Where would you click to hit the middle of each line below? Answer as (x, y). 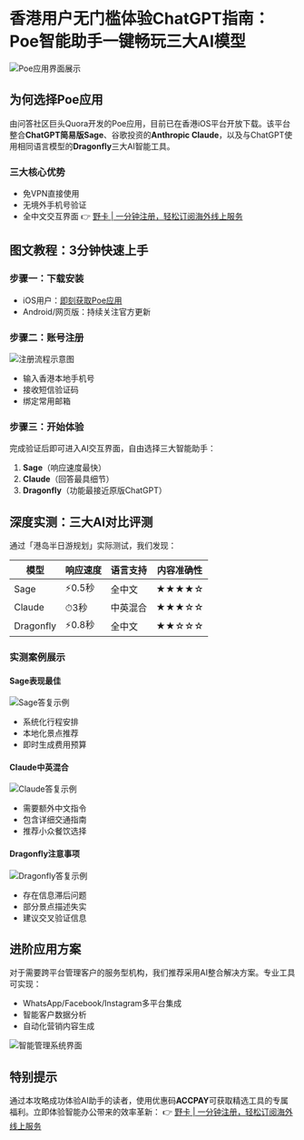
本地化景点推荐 (50, 733)
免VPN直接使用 (51, 194)
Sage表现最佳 (35, 681)
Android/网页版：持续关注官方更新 (87, 311)
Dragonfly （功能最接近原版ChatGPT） (95, 490)
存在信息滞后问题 (54, 895)
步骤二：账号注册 (47, 338)
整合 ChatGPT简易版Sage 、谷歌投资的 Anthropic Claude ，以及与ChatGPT (147, 135)
